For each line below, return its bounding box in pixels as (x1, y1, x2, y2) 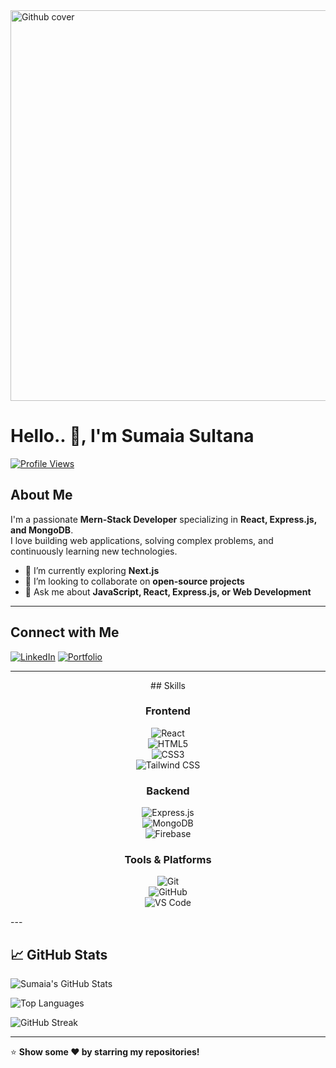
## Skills (150, 679, 186, 691)
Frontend (145, 704, 191, 718)
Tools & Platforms (124, 853, 212, 867)
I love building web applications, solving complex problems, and (10, 534, 274, 546)
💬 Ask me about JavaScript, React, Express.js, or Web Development (24, 585, 312, 598)
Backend (146, 784, 190, 798)
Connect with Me (10, 624, 120, 641)
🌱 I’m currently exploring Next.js (24, 564, 160, 576)
